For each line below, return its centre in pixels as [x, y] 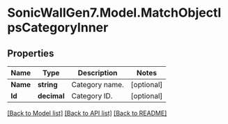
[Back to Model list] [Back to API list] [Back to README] [87, 113]
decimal [51, 96]
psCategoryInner [58, 28]
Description [98, 73]
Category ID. [92, 96]
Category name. [98, 85]
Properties [31, 53]
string [47, 85]
